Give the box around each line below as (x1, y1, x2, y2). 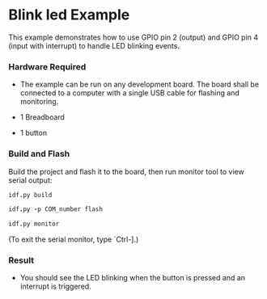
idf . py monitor (8, 220, 60, 228)
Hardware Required (8, 61, 87, 72)
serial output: (8, 175, 53, 185)
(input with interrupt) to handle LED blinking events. (8, 40, 180, 50)
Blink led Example (8, 6, 130, 24)
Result (8, 255, 35, 266)
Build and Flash (8, 148, 70, 159)
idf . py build (8, 191, 53, 199)
